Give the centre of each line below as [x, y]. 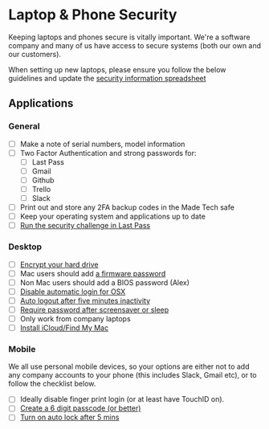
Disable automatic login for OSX [73, 292]
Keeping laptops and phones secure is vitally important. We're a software [129, 37]
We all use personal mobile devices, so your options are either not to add [129, 366]
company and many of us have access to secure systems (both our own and [135, 45]
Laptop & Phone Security [93, 15]
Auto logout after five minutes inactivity [85, 300]
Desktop [25, 247]
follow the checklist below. [52, 384]
